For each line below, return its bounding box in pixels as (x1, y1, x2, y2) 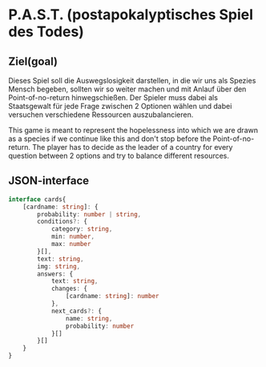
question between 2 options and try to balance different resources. (8, 151, 230, 160)
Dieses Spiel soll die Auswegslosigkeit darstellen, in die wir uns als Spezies (8, 76, 256, 85)
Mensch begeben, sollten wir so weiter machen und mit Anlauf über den (8, 84, 247, 94)
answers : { (37, 270, 74, 278)
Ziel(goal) (8, 54, 58, 68)
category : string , (50, 225, 113, 233)
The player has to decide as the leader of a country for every (31, 143, 233, 151)
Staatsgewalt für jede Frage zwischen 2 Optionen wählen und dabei (8, 102, 232, 111)
